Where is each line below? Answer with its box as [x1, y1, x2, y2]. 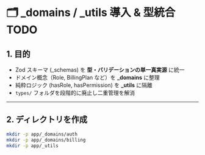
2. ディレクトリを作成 [6, 115, 88, 125]
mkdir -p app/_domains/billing [6, 137, 86, 143]
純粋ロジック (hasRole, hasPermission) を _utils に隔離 [15, 81, 153, 89]
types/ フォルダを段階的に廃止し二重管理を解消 [15, 89, 135, 96]
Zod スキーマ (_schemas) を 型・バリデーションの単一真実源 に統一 [15, 66, 185, 74]
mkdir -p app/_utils [6, 142, 59, 149]
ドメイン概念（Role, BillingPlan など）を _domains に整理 [15, 74, 160, 81]
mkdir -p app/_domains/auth [6, 131, 78, 137]
